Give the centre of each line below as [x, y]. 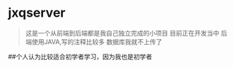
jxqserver [37, 13]
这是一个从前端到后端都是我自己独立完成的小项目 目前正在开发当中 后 [126, 33]
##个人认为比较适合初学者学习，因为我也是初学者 [80, 57]
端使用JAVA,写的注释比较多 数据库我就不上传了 [94, 42]
